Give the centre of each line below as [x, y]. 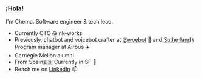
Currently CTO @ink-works [48, 33]
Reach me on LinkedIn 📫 [46, 69]
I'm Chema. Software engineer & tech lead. [60, 22]
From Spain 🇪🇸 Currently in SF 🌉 [55, 62]
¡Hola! [15, 8]
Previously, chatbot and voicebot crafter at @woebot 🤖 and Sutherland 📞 [104, 40]
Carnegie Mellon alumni [44, 56]
